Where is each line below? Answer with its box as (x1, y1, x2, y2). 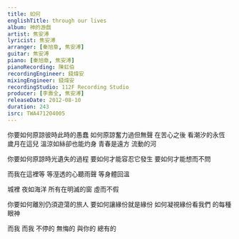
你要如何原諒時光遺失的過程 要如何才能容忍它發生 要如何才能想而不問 (7, 154, 211, 163)
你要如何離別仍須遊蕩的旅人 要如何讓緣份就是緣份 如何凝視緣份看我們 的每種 (7, 200, 232, 208)
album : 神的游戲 (7, 24, 51, 31)
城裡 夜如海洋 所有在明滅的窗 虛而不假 (7, 185, 119, 193)
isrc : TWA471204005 (7, 110, 66, 117)
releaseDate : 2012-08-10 (7, 97, 81, 104)
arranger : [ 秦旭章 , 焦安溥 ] (7, 44, 84, 51)
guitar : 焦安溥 (7, 51, 49, 58)
